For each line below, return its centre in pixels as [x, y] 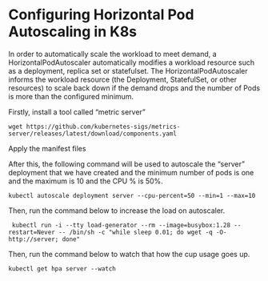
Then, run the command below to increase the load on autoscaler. [117, 211]
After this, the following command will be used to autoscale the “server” [127, 164]
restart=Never [32, 232]
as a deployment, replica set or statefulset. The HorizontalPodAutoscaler [128, 70]
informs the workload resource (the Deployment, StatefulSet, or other [123, 79]
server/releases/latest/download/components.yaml [93, 134]
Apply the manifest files [47, 148]
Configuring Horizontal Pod [101, 15]
